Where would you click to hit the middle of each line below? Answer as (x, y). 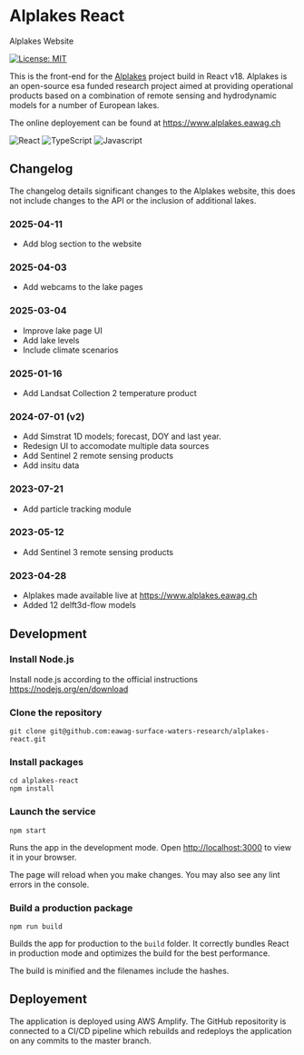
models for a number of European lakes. (84, 105)
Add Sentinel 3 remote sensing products (98, 552)
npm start (28, 831)
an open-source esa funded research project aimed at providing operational (151, 85)
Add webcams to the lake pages (83, 287)
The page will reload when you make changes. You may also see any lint (145, 874)
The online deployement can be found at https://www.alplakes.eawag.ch (145, 123)
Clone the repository (56, 712)
